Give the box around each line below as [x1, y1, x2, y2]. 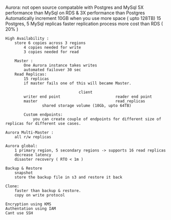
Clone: [5, 184, 19, 189]
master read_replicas [24, 99, 145, 104]
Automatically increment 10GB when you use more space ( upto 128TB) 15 [5, 15, 161, 21]
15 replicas [24, 76, 50, 81]
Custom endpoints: [24, 112, 63, 117]
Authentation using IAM [5, 206, 56, 211]
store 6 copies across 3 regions [14, 40, 86, 46]
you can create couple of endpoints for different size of [32, 117, 161, 122]
